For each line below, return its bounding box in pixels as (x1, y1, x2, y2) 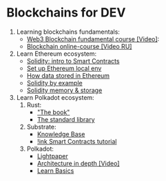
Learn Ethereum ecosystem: (16, 50, 97, 58)
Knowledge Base (37, 129, 85, 138)
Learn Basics (37, 167, 74, 175)
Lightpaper (37, 151, 68, 160)
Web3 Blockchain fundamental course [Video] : (26, 34, 160, 43)
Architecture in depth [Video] (37, 159, 120, 167)
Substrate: (26, 123, 56, 131)
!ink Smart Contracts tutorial (37, 137, 117, 145)
